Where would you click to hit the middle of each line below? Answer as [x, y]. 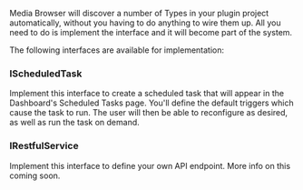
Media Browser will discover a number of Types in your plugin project [139, 13]
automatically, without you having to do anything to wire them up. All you [145, 23]
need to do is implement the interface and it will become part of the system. [151, 32]
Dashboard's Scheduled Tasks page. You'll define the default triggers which [151, 103]
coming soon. [35, 175]
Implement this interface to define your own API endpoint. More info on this [150, 165]
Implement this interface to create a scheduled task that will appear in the [147, 94]
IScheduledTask [46, 74]
